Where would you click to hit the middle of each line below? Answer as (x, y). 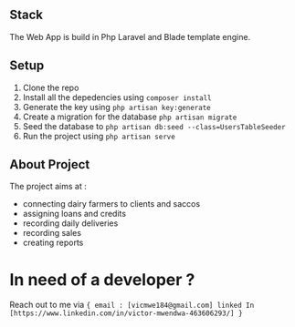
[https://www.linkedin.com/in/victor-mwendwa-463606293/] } (126, 313)
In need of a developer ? (102, 279)
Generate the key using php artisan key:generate (117, 107)
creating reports (53, 243)
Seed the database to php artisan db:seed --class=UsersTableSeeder (154, 126)
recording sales (52, 233)
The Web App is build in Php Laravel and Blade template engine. (130, 36)
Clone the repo (51, 87)
